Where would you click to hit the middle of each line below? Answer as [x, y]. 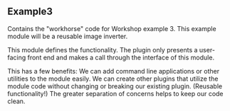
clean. [16, 101]
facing [17, 57]
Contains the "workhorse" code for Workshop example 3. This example [112, 28]
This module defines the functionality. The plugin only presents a [103, 49]
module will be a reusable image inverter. [68, 36]
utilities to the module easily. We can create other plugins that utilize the [113, 78]
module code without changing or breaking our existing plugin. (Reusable [115, 86]
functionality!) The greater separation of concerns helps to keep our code [115, 93]
